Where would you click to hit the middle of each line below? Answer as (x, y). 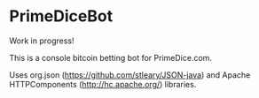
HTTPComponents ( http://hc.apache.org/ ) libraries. (103, 84)
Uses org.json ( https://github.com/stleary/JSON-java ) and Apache (130, 75)
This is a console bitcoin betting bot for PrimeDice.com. (111, 57)
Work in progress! (42, 41)
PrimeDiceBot (61, 16)
